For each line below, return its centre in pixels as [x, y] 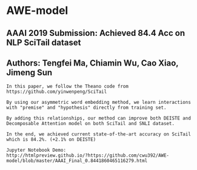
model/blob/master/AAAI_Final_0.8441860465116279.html [77, 161]
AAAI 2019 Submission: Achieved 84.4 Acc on [96, 33]
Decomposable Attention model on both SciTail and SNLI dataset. [90, 124]
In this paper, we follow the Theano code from [68, 87]
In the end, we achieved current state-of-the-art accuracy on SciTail [98, 134]
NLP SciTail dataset [44, 42]
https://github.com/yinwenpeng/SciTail [57, 92]
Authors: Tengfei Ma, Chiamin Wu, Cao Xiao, [92, 63]
